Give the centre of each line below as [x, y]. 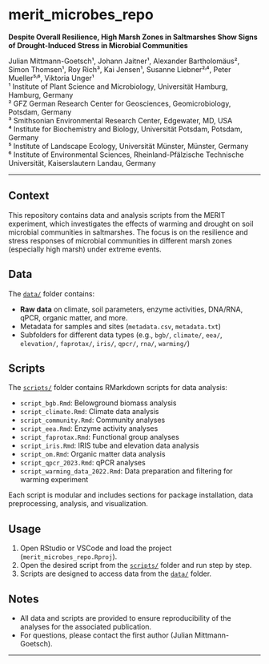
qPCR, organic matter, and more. [74, 317]
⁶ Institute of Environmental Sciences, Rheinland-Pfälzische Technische [126, 155]
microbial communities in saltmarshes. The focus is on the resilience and [128, 232]
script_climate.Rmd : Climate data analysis [89, 412]
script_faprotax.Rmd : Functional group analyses [100, 437]
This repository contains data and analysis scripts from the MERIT [117, 215]
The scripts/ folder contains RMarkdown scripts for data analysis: [118, 388]
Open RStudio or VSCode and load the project [96, 548]
